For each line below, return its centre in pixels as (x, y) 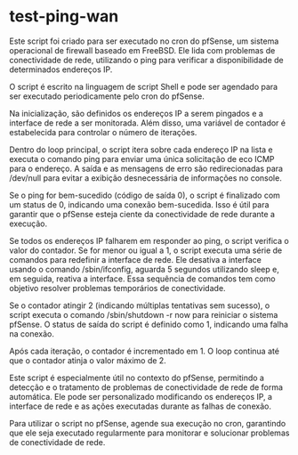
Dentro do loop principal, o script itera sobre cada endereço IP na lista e (141, 150)
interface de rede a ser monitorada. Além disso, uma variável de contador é (148, 123)
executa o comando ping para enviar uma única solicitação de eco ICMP (142, 158)
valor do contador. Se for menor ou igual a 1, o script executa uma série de (146, 250)
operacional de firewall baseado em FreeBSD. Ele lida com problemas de (142, 50)
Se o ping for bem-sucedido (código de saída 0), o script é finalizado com (145, 195)
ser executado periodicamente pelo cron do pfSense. (107, 96)
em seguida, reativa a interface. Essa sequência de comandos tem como (142, 279)
